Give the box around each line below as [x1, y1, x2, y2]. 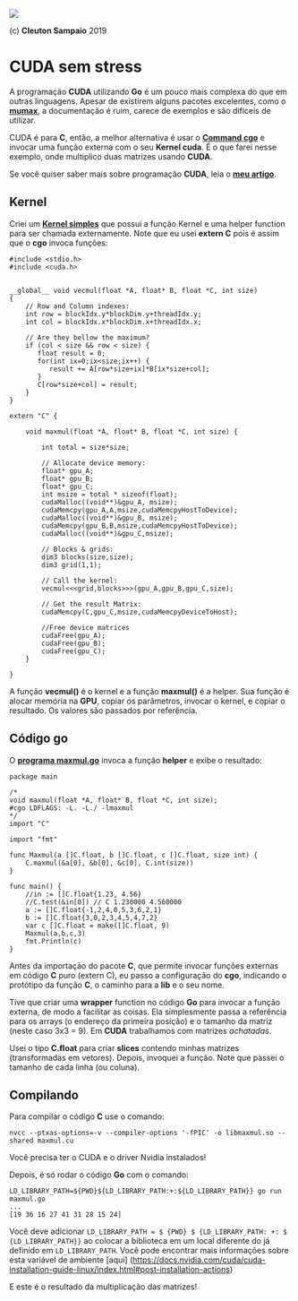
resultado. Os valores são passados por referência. [9, 704, 199, 716]
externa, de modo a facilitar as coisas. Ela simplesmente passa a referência [9, 1006, 287, 1017]
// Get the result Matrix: [41, 599, 142, 608]
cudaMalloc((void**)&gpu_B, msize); [41, 513, 178, 522]
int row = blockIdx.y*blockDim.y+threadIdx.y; [25, 309, 202, 318]
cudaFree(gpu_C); [41, 646, 106, 656]
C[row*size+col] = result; [37, 380, 139, 389]
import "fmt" [9, 834, 58, 844]
